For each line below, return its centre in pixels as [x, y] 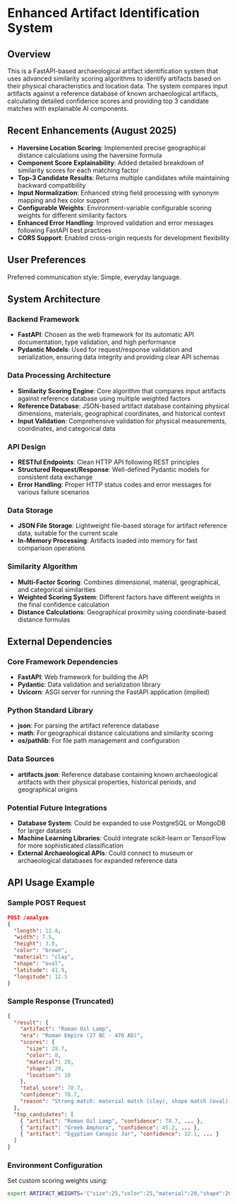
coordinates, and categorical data [66, 428]
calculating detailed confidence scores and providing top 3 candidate [108, 101]
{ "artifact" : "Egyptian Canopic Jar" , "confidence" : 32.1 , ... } [120, 1134]
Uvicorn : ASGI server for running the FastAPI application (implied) [114, 692]
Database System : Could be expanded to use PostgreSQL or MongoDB [121, 823]
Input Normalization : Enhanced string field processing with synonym [118, 193]
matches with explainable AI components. [68, 108]
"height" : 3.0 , [36, 944]
